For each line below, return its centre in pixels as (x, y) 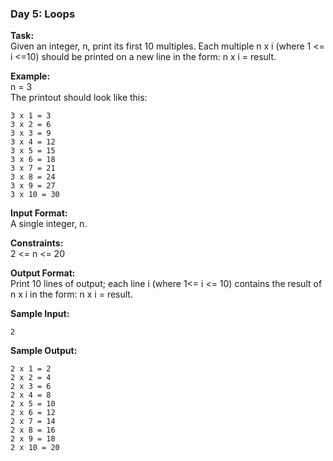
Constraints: (37, 243)
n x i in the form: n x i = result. (71, 294)
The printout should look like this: (79, 98)
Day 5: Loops (43, 14)
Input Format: (39, 213)
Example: (30, 76)
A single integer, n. (49, 224)
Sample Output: (44, 351)
